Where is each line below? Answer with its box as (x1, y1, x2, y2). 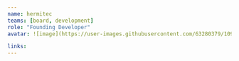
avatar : (7, 30, 31, 38)
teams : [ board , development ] (7, 17, 94, 24)
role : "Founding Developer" (7, 23, 91, 30)
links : (7, 43, 27, 50)
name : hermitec (7, 10, 53, 18)
